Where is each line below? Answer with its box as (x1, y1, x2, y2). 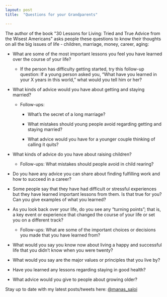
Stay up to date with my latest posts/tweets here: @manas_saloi (5, 286, 137, 292)
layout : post (5, 7, 33, 13)
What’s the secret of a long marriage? (27, 111, 106, 117)
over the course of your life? (12, 56, 71, 62)
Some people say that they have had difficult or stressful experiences (12, 186, 157, 192)
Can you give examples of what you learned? (12, 196, 107, 202)
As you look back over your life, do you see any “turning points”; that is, (12, 206, 161, 212)
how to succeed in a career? (12, 176, 72, 182)
